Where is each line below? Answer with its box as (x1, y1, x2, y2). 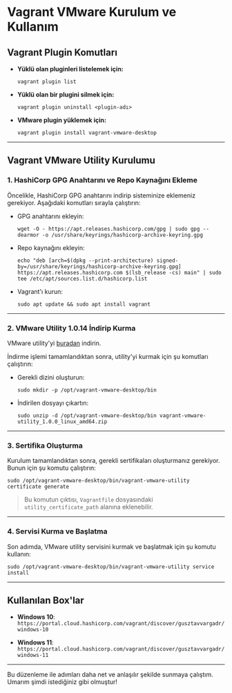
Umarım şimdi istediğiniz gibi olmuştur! (7, 678, 117, 686)
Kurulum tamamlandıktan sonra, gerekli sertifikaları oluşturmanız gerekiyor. (7, 457, 220, 465)
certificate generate (7, 483, 70, 491)
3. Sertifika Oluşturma (7, 441, 83, 450)
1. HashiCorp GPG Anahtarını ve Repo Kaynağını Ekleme (7, 175, 198, 185)
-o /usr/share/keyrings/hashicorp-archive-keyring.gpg (42, 231, 204, 238)
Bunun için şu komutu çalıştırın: (7, 464, 97, 472)
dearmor (17, 231, 39, 238)
